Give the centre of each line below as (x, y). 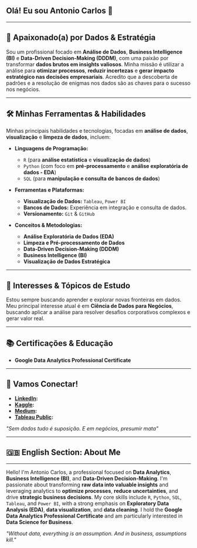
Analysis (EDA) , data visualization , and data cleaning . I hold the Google (94, 509)
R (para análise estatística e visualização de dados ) (87, 160)
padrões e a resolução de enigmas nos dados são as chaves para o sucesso (98, 83)
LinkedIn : (26, 398)
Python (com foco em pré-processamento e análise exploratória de (106, 166)
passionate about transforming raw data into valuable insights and (87, 485)
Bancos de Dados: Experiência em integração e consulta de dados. (105, 208)
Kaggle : (24, 404)
